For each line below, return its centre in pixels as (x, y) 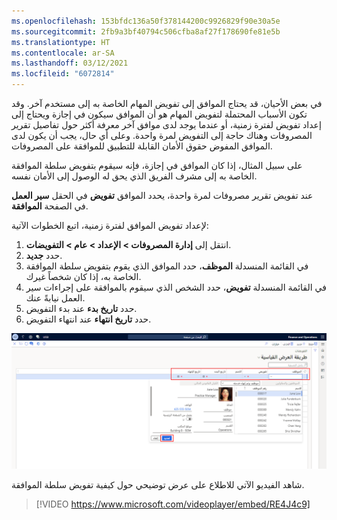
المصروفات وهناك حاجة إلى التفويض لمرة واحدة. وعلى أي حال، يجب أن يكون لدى (162, 135)
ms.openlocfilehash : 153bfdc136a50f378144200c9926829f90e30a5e (146, 21)
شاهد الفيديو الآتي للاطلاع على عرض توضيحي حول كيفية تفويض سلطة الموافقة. (158, 484)
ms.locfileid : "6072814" (63, 74)
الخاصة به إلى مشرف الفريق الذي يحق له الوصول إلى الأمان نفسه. (134, 176)
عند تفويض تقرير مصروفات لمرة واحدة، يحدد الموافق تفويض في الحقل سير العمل (162, 195)
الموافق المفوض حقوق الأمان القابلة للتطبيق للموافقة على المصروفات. (142, 146)
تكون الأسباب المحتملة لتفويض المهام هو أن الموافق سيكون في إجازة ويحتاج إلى (159, 114)
